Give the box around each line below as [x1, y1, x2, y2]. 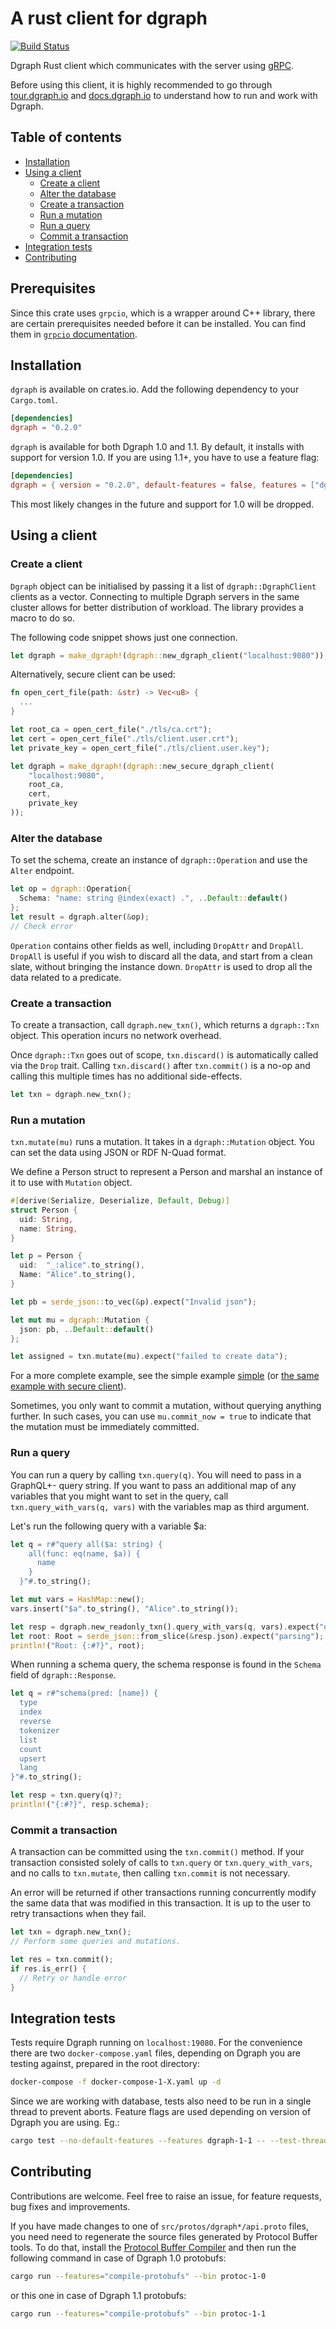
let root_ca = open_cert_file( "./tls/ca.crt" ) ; [10, 725, 213, 735]
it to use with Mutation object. [10, 1177, 133, 1189]
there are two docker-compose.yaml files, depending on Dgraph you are [10, 2047, 301, 2059]
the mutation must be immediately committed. [10, 1421, 200, 1433]
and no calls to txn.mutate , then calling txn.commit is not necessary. [10, 1867, 291, 1879]
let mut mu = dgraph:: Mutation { [10, 1315, 150, 1325]
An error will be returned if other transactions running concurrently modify [10, 1887, 317, 1899]
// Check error [10, 921, 74, 931]
